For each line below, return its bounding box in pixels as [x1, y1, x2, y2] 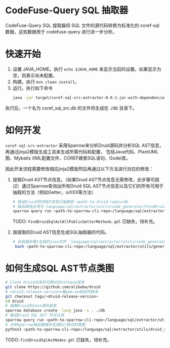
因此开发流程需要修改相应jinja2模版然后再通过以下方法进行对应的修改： [5, 166, 154, 172]
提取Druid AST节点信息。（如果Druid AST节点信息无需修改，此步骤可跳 [12, 176, 160, 182]
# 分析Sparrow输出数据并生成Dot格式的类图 [5, 322, 86, 327]
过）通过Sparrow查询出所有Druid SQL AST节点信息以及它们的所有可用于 [12, 183, 164, 189]
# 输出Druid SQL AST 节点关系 [5, 313, 64, 318]
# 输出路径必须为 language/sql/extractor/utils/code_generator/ [12, 204, 146, 209]
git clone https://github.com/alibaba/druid [5, 284, 101, 289]
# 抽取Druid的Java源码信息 [5, 303, 57, 308]
